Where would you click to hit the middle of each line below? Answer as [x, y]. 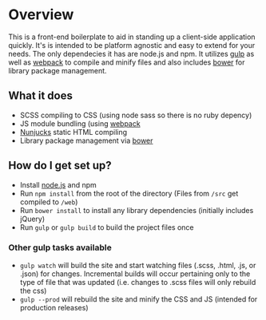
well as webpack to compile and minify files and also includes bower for [127, 62]
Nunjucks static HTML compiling [73, 132]
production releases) [54, 307]
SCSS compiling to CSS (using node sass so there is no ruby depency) [136, 115]
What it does [41, 96]
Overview [41, 15]
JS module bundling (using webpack [80, 123]
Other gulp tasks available [60, 247]
